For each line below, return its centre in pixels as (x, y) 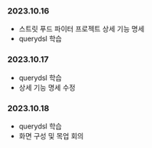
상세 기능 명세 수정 (47, 87)
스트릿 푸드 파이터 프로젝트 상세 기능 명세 (81, 29)
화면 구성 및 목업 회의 (51, 135)
